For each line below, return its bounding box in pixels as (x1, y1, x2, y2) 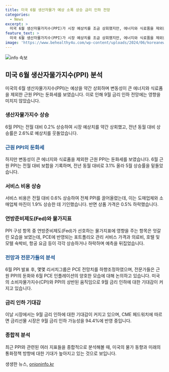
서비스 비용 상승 (5, 183, 41, 190)
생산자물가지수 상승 (5, 111, 49, 118)
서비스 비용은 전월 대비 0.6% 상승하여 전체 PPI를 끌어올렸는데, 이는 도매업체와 (5, 195, 158, 201)
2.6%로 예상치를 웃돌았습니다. (18, 130, 78, 136)
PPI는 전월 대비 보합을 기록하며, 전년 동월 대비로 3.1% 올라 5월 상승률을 (10, 163, 150, 169)
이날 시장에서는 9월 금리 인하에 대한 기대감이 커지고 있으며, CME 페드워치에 (5, 312, 153, 318)
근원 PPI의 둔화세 (5, 144, 44, 151)
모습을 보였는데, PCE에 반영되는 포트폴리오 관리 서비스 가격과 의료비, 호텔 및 (10, 234, 160, 240)
